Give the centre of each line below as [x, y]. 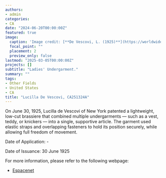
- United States [22, 88]
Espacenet [23, 171]
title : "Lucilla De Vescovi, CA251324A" [47, 97]
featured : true [21, 33]
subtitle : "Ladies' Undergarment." [42, 70]
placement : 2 [23, 51]
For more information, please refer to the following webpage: [67, 161]
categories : [17, 19]
